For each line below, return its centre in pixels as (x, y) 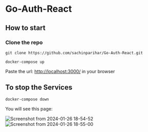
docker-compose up (25, 62)
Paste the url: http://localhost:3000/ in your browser (60, 71)
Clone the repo (24, 42)
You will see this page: (29, 108)
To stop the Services (39, 87)
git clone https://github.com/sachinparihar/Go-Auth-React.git (74, 53)
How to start (25, 28)
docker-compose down (27, 99)
